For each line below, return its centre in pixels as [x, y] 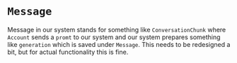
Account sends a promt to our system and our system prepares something [114, 37]
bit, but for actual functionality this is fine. [68, 52]
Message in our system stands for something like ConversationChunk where [117, 29]
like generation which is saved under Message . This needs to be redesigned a [119, 44]
